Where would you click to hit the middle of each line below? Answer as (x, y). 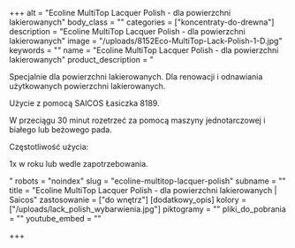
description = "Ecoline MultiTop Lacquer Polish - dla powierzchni (127, 31)
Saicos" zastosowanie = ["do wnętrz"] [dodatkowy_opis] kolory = (128, 199)
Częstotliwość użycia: (49, 147)
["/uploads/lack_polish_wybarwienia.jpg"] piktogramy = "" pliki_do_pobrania (148, 209)
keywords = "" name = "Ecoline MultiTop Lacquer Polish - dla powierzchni (144, 50)
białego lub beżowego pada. (61, 130)
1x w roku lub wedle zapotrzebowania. (79, 164)
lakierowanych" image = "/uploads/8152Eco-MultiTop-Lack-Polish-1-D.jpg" (146, 41)
